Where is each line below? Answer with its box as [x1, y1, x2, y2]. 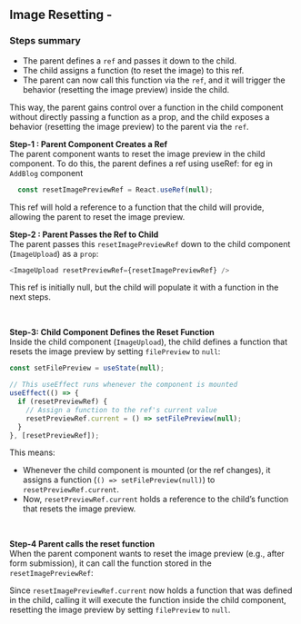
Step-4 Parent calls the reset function [9, 539, 156, 550]
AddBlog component [9, 167, 84, 178]
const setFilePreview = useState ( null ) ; [9, 363, 166, 373]
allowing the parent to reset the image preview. [9, 211, 186, 222]
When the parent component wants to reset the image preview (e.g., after [9, 549, 285, 560]
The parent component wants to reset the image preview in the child [9, 148, 266, 159]
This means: [9, 447, 56, 458]
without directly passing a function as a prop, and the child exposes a [9, 111, 270, 122]
